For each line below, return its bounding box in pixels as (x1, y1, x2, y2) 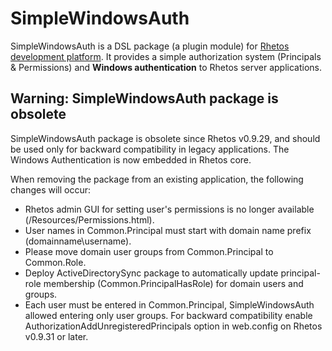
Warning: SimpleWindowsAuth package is (10, 90, 279, 107)
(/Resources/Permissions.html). (24, 213, 155, 226)
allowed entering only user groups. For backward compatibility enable (24, 309, 313, 321)
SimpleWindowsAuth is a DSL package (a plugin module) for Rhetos (10, 40, 290, 52)
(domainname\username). (24, 235, 132, 247)
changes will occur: (10, 183, 92, 196)
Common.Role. (24, 256, 87, 268)
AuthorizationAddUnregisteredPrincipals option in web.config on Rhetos (24, 320, 323, 332)
